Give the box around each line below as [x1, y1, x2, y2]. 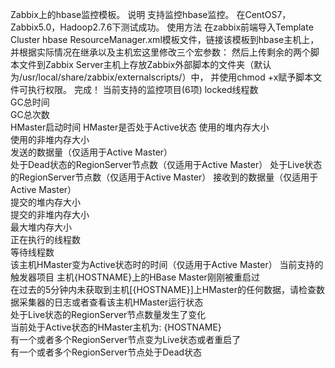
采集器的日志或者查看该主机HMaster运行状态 [18, 296, 204, 308]
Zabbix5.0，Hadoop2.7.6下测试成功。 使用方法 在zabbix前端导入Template [10, 21, 314, 33]
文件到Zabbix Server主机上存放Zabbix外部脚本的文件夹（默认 [18, 59, 272, 70]
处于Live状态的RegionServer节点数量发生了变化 [10, 309, 207, 320]
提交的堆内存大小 [10, 196, 81, 208]
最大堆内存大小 [10, 221, 72, 233]
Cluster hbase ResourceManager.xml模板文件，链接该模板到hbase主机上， [10, 34, 320, 45]
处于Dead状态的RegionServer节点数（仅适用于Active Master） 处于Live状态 [10, 159, 323, 170]
